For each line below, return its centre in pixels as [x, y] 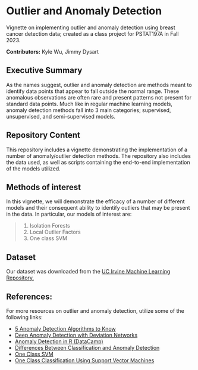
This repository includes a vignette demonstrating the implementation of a [97, 150]
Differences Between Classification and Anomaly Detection [87, 348]
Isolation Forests [50, 226]
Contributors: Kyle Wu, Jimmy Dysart [53, 51]
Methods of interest [44, 187]
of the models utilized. [33, 169]
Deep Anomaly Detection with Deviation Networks [76, 335]
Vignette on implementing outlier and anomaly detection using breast [91, 27]
